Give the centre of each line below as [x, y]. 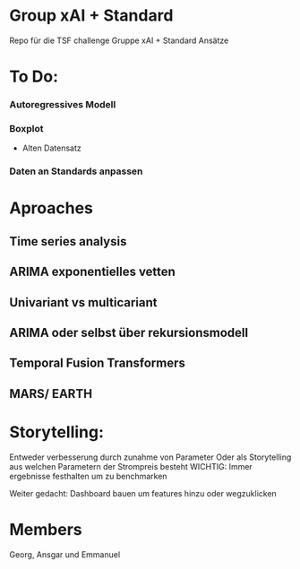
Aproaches [51, 208]
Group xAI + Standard [91, 16]
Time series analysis [68, 241]
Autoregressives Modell [63, 105]
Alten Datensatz [52, 148]
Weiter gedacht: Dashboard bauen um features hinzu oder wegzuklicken [143, 493]
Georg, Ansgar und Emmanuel [65, 554]
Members [46, 529]
